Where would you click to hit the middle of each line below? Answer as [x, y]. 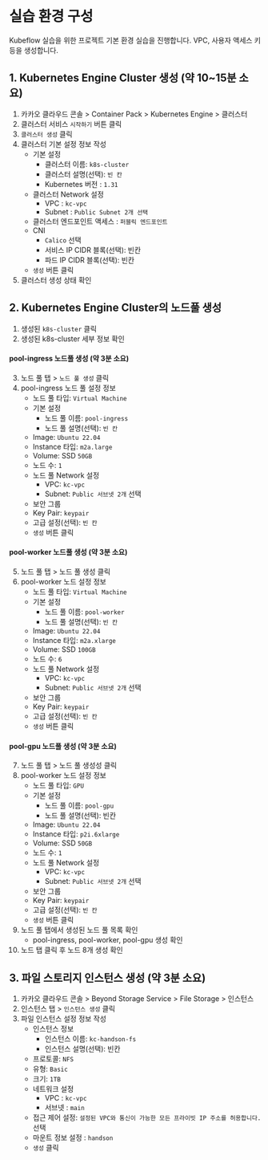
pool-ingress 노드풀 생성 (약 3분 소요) [69, 359]
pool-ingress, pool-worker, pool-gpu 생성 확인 [108, 940]
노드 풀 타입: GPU [58, 786]
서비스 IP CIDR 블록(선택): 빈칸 [93, 250]
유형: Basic [50, 1068]
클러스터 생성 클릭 [46, 134]
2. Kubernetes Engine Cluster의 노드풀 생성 [116, 308]
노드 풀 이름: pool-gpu [79, 806]
